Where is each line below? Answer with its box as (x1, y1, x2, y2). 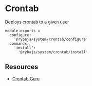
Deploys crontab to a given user (5, 19, 69, 25)
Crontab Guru (12, 76, 40, 82)
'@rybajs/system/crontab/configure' (14, 37, 89, 42)
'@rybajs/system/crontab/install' (18, 50, 89, 54)
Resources (5, 63, 38, 71)
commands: (9, 41, 29, 46)
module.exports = (5, 28, 40, 33)
